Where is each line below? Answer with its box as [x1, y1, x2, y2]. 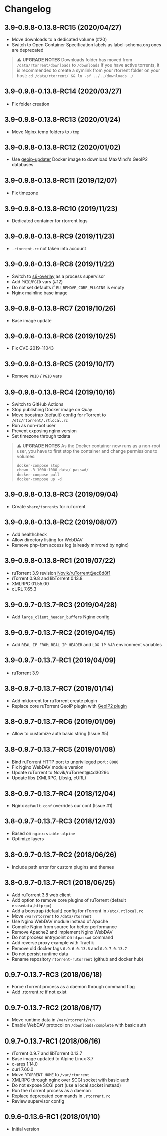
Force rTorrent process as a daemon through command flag [11, 984, 135, 990]
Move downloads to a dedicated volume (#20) [11, 36, 107, 42]
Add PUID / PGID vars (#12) [11, 278, 63, 285]
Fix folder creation [11, 101, 50, 107]
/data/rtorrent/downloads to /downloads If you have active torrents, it [16, 62, 160, 68]
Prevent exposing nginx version [11, 428, 77, 434]
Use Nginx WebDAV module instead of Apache [11, 918, 108, 924]
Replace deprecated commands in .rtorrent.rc [11, 1093, 111, 1099]
